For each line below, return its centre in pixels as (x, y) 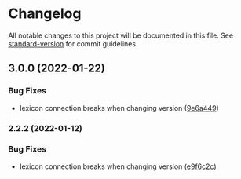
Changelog (45, 14)
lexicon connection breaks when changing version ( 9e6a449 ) (119, 108)
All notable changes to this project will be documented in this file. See (121, 35)
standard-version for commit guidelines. (73, 43)
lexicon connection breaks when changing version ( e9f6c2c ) (118, 166)
